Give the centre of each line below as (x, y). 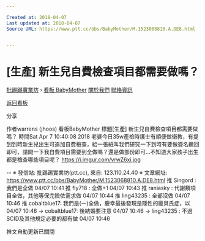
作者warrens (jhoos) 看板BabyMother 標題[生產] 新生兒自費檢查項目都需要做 (102, 129)
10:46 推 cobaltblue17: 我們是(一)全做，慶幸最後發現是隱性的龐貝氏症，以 (99, 204)
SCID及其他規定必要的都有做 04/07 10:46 (58, 219)
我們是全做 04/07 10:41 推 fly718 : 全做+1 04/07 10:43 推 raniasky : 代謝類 (99, 188)
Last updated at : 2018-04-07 (43, 23)
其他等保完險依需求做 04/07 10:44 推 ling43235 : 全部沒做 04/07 (109, 196)
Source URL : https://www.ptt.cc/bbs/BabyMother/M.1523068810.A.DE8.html (101, 29)
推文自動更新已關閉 (31, 232)
